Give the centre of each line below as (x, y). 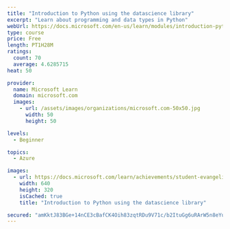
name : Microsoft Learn (46, 90)
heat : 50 (20, 70)
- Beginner (29, 140)
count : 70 (27, 58)
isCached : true (41, 196)
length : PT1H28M (30, 45)
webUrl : (18, 26)
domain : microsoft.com (46, 96)
